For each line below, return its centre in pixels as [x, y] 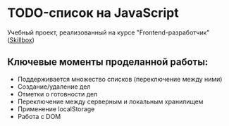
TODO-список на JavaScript [93, 13]
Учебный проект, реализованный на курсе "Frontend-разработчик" [109, 32]
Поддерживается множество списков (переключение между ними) [120, 79]
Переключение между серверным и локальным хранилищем [110, 101]
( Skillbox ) [21, 39]
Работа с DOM [39, 116]
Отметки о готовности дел [57, 94]
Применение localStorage [56, 109]
